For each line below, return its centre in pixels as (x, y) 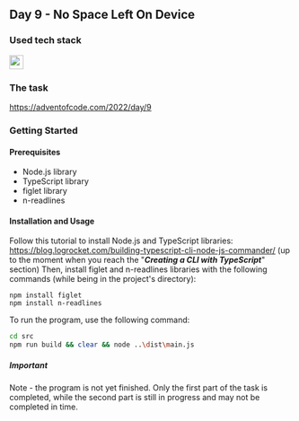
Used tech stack (46, 40)
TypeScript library (56, 181)
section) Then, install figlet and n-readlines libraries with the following (138, 269)
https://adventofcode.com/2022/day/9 (81, 107)
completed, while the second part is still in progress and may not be (135, 398)
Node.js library (50, 172)
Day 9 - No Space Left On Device (102, 15)
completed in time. (44, 407)
